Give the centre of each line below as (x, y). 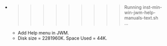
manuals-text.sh (141, 18)
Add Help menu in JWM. (43, 33)
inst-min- (152, 7)
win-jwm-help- (140, 12)
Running (133, 7)
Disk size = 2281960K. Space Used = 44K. (62, 38)
